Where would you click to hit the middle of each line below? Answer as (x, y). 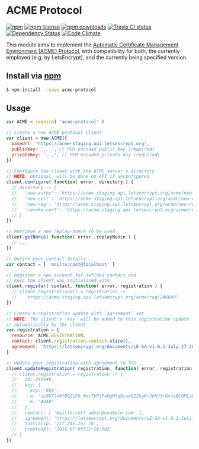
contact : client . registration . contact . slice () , (71, 341)
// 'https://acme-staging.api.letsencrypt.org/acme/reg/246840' (95, 297)
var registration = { (33, 330)
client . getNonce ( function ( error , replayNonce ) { (71, 237)
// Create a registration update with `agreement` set (75, 313)
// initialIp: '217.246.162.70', (55, 424)
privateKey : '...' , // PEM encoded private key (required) (86, 155)
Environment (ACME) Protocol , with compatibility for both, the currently (93, 51)
